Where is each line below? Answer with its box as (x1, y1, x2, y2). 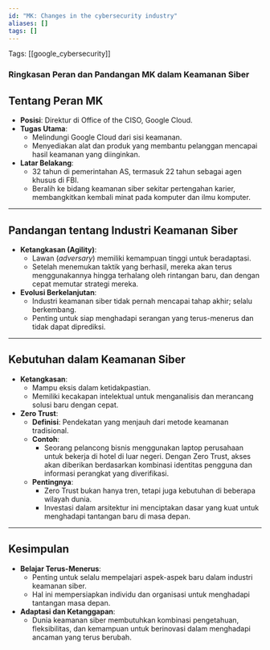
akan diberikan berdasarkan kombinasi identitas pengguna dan (43, 460, 253, 469)
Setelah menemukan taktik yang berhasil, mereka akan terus (31, 261, 232, 271)
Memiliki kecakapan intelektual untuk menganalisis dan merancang (31, 391, 254, 401)
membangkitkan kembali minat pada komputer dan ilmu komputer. (31, 193, 251, 202)
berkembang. (31, 304, 77, 315)
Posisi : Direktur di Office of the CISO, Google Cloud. (19, 115, 193, 125)
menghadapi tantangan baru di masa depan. (43, 511, 191, 521)
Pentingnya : (31, 477, 74, 486)
